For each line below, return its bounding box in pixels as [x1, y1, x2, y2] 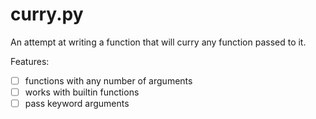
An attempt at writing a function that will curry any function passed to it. [10, 36, 307, 48]
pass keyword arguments [24, 98, 130, 110]
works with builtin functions [24, 86, 140, 98]
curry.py [10, 3, 84, 26]
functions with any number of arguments [24, 74, 193, 87]
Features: [10, 55, 50, 67]
